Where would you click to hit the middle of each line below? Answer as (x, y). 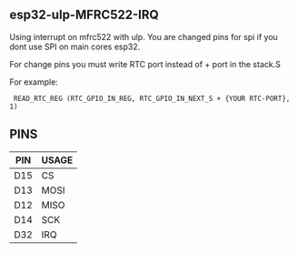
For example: (34, 82)
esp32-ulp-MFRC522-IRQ (84, 15)
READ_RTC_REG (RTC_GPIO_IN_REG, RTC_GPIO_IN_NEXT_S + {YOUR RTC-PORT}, (152, 98)
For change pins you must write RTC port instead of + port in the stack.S (145, 64)
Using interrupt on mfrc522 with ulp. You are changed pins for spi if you (144, 36)
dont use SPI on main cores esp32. (75, 46)
